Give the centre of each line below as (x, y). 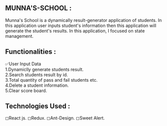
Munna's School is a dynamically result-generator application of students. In (83, 20)
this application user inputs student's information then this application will (81, 25)
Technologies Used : (38, 106)
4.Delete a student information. (37, 85)
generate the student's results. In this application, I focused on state (75, 31)
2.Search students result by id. (37, 75)
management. (19, 36)
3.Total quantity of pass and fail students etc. (52, 80)
